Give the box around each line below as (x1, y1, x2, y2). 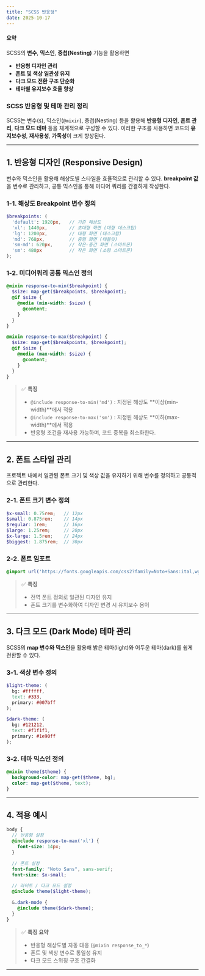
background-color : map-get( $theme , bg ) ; (12, 774, 116, 780)
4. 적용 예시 (6, 810, 48, 820)
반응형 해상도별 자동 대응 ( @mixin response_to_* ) (30, 941, 149, 948)
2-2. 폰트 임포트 (6, 554, 51, 563)
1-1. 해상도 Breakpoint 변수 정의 (6, 199, 96, 208)
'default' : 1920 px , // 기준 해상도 (12, 219, 102, 225)
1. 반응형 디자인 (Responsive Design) (6, 157, 143, 168)
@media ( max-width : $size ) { (17, 351, 92, 358)
